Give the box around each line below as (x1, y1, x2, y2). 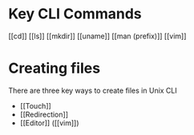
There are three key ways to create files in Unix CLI (8, 85, 178, 95)
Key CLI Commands (8, 5, 142, 23)
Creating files (8, 59, 101, 77)
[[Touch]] (19, 101, 52, 110)
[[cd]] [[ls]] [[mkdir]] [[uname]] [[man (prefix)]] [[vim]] (8, 31, 187, 41)
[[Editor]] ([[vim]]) (19, 117, 79, 128)
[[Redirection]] (19, 109, 68, 119)
